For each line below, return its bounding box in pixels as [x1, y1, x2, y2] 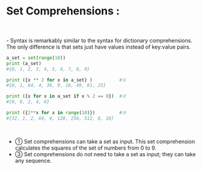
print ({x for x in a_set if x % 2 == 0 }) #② [6, 93, 126, 100]
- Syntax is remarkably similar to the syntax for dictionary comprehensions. [6, 37, 192, 44]
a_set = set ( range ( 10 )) [6, 55, 66, 61]
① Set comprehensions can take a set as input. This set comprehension [14, 138, 195, 145]
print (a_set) [6, 60, 42, 67]
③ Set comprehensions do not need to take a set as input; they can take [14, 150, 196, 157]
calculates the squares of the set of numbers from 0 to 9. [14, 144, 157, 151]
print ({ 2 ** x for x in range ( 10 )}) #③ [6, 110, 126, 116]
